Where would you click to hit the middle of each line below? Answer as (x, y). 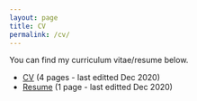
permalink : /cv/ (40, 34)
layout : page (34, 18)
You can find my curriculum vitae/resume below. (99, 60)
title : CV (28, 26)
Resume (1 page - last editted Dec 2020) (98, 87)
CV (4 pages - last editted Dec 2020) (91, 78)
